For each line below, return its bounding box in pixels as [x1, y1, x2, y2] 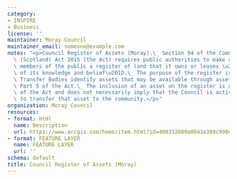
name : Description [13, 121, 68, 129]
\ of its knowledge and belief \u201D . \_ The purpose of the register [13, 69, 222, 76]
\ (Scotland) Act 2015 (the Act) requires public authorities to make [13, 56, 226, 63]
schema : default [7, 154, 55, 162]
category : [7, 10, 37, 18]
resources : [7, 109, 39, 116]
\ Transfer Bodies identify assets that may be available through [13, 75, 213, 83]
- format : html [7, 115, 52, 122]
